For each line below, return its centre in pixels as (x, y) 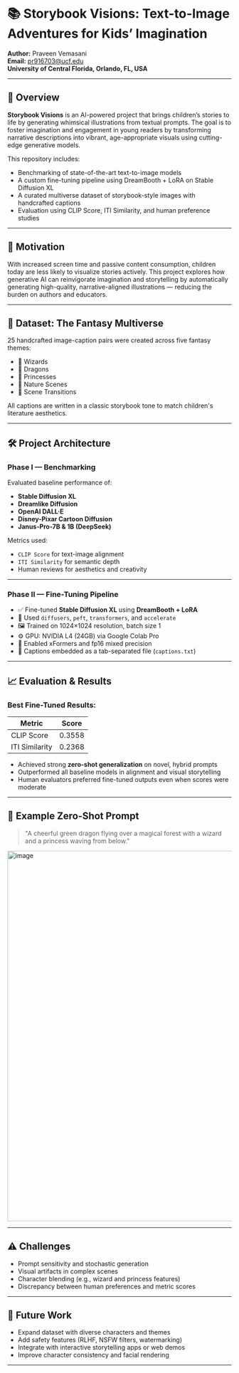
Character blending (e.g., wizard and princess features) (99, 1278)
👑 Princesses (37, 377)
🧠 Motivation (36, 247)
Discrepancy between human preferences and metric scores (106, 1286)
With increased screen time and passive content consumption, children (112, 264)
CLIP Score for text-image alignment (71, 554)
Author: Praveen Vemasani (47, 53)
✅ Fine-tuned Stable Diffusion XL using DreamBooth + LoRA (107, 610)
